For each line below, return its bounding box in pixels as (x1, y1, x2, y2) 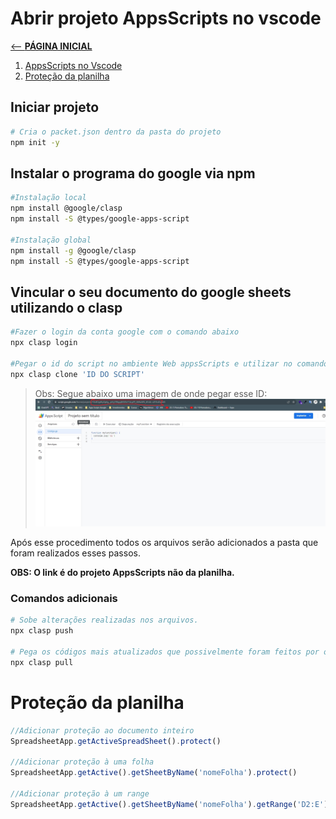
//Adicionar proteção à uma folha (10, 757, 155, 767)
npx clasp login (10, 338, 78, 348)
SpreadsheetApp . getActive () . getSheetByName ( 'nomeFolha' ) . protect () (10, 768, 298, 778)
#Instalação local (10, 193, 87, 203)
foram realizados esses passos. (10, 547, 141, 559)
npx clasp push (10, 626, 74, 636)
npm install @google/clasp (10, 203, 123, 214)
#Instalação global (10, 235, 92, 245)
